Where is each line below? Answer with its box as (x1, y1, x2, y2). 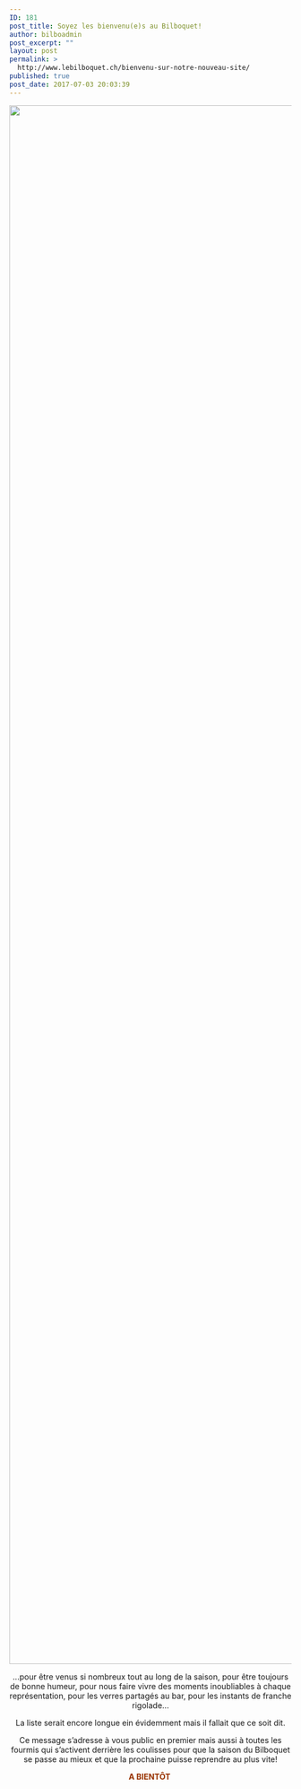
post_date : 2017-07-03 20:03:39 (9, 80, 130, 89)
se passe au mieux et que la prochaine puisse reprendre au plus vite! (23, 1753, 278, 1765)
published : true (9, 72, 70, 81)
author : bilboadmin (9, 30, 82, 39)
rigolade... (132, 1699, 169, 1711)
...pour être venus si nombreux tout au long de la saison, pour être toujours (12, 1671, 289, 1682)
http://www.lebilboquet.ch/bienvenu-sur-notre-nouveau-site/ (17, 64, 251, 73)
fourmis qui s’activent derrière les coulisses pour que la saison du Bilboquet (10, 1744, 291, 1755)
